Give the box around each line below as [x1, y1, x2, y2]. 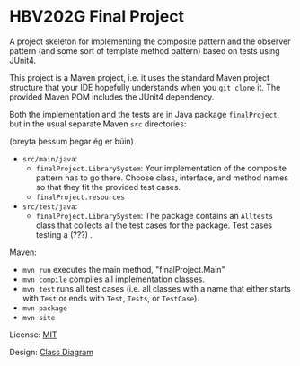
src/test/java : [22, 200, 78, 212]
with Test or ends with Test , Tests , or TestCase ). [22, 292, 200, 303]
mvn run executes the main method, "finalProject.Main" [22, 264, 226, 274]
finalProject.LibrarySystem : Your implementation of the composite [35, 162, 287, 173]
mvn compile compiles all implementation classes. [22, 274, 205, 284]
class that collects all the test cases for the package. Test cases [35, 220, 272, 231]
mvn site [22, 313, 56, 322]
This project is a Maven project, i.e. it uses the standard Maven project [9, 72, 270, 83]
